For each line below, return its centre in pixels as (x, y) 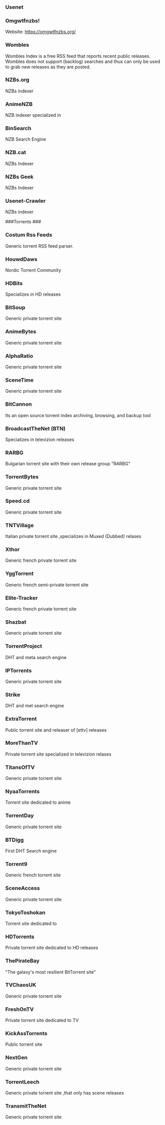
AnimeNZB (19, 104)
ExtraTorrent (21, 719)
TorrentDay (20, 815)
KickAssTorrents (26, 1034)
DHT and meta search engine (36, 657)
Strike (13, 695)
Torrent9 (16, 864)
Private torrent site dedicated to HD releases (52, 948)
